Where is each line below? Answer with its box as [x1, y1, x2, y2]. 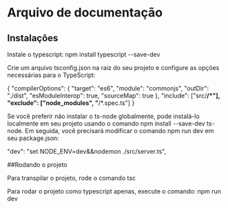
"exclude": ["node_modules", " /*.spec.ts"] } [7, 99, 135, 107]
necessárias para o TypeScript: [7, 71, 96, 79]
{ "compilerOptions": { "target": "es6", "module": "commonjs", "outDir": [7, 84, 209, 92]
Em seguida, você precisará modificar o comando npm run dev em [25, 127, 214, 135]
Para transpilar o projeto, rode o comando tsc [7, 174, 136, 182]
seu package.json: [7, 134, 60, 142]
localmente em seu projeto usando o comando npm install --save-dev [7, 119, 205, 128]
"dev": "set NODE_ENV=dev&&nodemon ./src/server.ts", [7, 148, 167, 155]
